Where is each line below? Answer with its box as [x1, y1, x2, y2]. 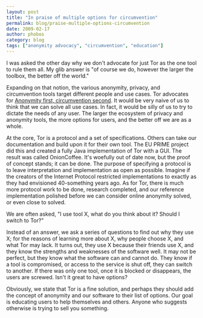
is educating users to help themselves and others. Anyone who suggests [6, 298, 187, 305]
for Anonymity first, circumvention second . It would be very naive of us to [6, 96, 190, 104]
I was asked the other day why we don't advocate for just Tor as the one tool [6, 59, 197, 67]
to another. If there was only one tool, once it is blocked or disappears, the [6, 267, 192, 274]
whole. [6, 122, 23, 130]
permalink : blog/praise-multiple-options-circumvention [6, 20, 150, 26]
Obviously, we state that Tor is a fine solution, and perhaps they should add [6, 285, 194, 293]
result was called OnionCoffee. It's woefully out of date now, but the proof [6, 153, 190, 161]
